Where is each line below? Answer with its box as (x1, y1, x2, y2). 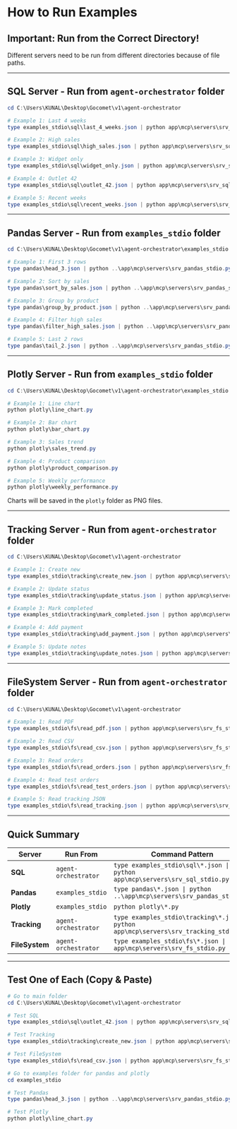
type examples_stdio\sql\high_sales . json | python (7, 143, 159, 150)
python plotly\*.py (114, 903, 179, 911)
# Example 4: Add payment (7, 624, 83, 631)
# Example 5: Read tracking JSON (7, 796, 106, 803)
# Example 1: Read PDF (7, 718, 74, 726)
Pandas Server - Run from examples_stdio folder (7, 227, 221, 239)
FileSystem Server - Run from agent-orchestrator (7, 676, 228, 688)
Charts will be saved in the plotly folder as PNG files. (7, 496, 163, 505)
